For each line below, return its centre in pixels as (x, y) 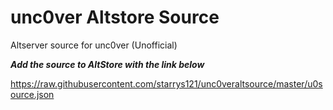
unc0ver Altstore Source (115, 17)
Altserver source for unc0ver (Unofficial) (94, 45)
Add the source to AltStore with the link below (107, 64)
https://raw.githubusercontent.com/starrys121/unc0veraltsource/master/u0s (166, 83)
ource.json (32, 94)
